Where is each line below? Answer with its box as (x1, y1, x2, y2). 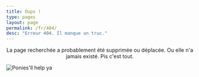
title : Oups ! (6, 8, 42, 15)
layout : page (6, 19, 39, 25)
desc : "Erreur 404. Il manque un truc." (6, 31, 108, 36)
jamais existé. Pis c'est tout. (65, 53, 134, 60)
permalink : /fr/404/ (6, 25, 58, 31)
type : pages (6, 14, 36, 20)
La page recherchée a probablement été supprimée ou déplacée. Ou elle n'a (6, 46, 194, 53)
